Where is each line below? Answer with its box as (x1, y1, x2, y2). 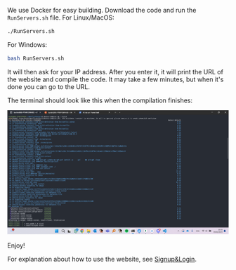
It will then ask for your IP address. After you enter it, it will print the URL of (7, 67, 223, 76)
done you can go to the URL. (7, 82, 90, 90)
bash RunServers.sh (7, 55, 65, 62)
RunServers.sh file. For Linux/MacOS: (7, 13, 114, 22)
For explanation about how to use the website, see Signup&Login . (7, 255, 197, 264)
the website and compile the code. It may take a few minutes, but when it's (7, 75, 224, 83)
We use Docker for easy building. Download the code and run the (7, 6, 197, 14)
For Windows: (7, 40, 48, 48)
